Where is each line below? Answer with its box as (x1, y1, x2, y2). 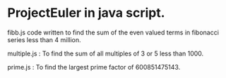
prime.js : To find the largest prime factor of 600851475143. (7, 63, 181, 71)
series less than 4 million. (7, 35, 81, 44)
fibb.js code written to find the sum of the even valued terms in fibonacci (7, 28, 219, 37)
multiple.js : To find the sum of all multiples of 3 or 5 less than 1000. (7, 49, 204, 58)
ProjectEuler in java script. (7, 5, 165, 21)
